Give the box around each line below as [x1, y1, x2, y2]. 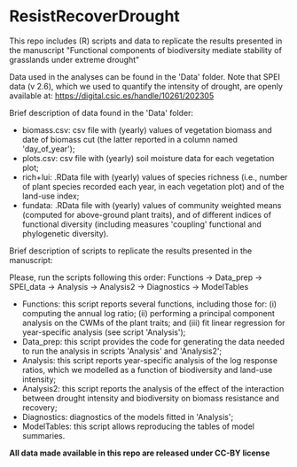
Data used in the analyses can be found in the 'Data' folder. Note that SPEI [9, 71, 281, 82]
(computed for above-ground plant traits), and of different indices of [21, 209, 272, 220]
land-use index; [21, 191, 80, 201]
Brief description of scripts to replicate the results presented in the [9, 245, 253, 256]
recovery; [21, 401, 58, 413]
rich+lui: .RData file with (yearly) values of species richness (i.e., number [21, 171, 288, 183]
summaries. [21, 430, 66, 440]
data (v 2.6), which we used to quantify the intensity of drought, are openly [9, 81, 284, 91]
